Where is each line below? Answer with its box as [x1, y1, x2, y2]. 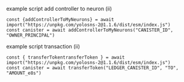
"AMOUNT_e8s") [6, 70, 42, 76]
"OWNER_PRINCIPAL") [6, 32, 55, 38]
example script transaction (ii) [6, 43, 80, 50]
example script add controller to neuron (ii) [6, 5, 112, 12]
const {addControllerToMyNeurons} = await [6, 17, 114, 23]
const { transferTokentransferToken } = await [6, 54, 125, 60]
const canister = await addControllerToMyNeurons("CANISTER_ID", [6, 27, 173, 33]
